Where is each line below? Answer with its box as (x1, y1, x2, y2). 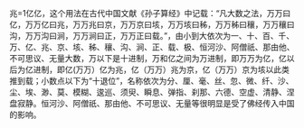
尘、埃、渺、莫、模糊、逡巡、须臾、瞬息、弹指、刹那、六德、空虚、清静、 (9, 87, 287, 97)
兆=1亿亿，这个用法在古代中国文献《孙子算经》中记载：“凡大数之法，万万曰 (9, 8, 291, 18)
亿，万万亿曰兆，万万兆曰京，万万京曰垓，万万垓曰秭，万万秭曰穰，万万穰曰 (9, 19, 295, 30)
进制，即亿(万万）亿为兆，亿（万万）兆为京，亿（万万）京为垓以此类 (33, 64, 290, 75)
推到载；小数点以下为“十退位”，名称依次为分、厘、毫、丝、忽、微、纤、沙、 (9, 76, 294, 86)
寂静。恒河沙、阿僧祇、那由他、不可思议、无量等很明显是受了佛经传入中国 (16, 98, 295, 108)
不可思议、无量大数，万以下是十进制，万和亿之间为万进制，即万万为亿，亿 (9, 53, 287, 63)
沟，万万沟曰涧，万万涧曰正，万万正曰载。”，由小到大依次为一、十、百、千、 (9, 31, 295, 41)
